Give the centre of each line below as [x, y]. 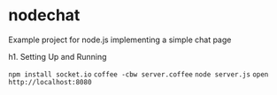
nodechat [44, 15]
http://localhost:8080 [50, 82]
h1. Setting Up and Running [58, 56]
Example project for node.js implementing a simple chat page [120, 40]
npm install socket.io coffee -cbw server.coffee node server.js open [138, 74]
